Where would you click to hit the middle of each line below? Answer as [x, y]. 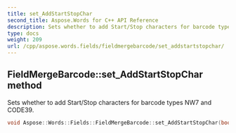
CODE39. [21, 110]
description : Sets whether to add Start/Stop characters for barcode [111, 27]
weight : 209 [25, 40]
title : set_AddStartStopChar [50, 14]
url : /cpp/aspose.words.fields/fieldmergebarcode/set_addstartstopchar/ [116, 46]
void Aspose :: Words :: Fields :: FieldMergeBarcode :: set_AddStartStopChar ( [114, 122]
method [25, 86]
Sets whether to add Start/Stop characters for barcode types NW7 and [110, 102]
